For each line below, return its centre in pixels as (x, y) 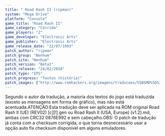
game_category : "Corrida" (31, 28)
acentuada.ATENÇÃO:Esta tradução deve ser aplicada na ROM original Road (82, 107)
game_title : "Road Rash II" (34, 23)
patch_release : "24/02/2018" (35, 69)
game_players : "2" (24, 32)
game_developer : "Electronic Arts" (41, 37)
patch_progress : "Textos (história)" (44, 78)
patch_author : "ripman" (29, 51)
